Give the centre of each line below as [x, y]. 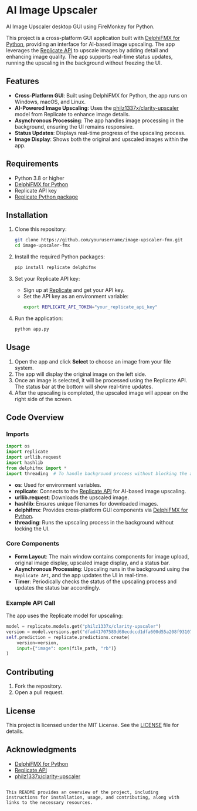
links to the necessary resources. [50, 802]
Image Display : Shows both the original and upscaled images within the [101, 139]
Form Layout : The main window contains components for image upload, [102, 556]
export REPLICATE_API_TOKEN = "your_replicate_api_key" [90, 307]
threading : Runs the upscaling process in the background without [94, 522]
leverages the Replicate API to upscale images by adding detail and [87, 50]
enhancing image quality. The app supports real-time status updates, [89, 56]
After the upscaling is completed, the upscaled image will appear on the [101, 393]
